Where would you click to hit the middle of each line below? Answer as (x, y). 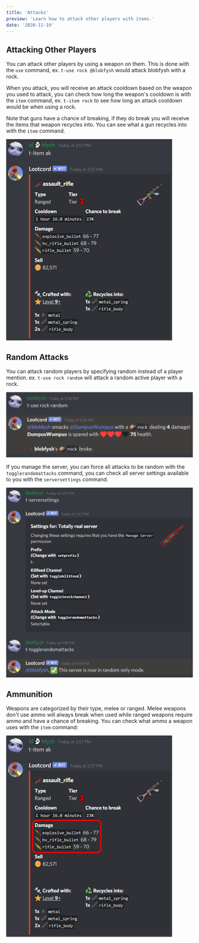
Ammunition (30, 694)
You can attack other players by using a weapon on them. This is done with (98, 64)
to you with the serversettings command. (57, 479)
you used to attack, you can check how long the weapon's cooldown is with (99, 94)
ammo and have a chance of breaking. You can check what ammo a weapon (99, 721)
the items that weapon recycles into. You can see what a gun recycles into (97, 125)
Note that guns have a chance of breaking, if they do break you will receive (98, 118)
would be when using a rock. (41, 107)
